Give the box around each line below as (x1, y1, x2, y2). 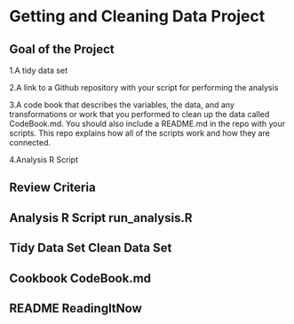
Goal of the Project (9, 42, 115, 57)
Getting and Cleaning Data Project (9, 6, 266, 27)
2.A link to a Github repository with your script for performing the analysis (9, 83, 279, 92)
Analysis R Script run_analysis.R (9, 210, 193, 225)
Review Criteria (9, 180, 96, 195)
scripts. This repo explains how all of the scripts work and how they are (9, 128, 271, 138)
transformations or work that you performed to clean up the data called (9, 109, 270, 119)
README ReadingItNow (9, 300, 142, 316)
